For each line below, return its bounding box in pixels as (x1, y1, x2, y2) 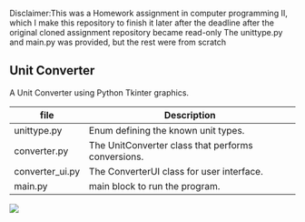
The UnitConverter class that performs (89, 138, 254, 151)
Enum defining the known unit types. (89, 124, 245, 136)
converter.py (14, 145, 69, 157)
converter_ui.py (14, 165, 81, 177)
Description (163, 108, 216, 121)
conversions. (89, 150, 144, 163)
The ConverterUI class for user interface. (89, 165, 263, 177)
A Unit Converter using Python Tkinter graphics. (9, 86, 189, 98)
